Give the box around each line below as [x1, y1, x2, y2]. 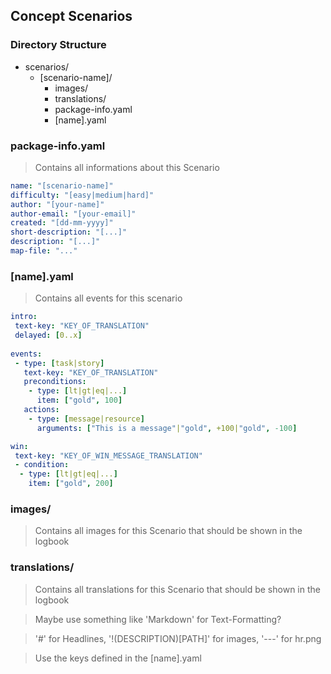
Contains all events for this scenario [34, 292, 183, 304]
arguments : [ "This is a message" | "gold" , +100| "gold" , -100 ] [36, 423, 298, 433]
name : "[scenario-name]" [10, 180, 114, 191]
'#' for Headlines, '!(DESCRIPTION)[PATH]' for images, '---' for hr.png [34, 632, 322, 644]
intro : [10, 312, 38, 322]
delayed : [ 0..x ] [14, 330, 83, 341]
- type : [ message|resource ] [28, 414, 145, 424]
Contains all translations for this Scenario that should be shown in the [34, 583, 321, 595]
